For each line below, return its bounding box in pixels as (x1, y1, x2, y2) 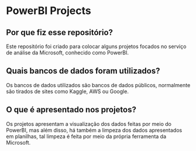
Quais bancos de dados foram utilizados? (6, 66, 160, 76)
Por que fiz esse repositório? (6, 28, 113, 37)
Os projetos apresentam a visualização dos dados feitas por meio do (6, 120, 171, 127)
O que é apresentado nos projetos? (6, 105, 136, 115)
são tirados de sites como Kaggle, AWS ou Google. (6, 88, 129, 95)
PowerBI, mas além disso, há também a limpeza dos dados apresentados (6, 126, 183, 133)
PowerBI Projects (6, 4, 92, 18)
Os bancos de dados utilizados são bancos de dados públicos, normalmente (6, 81, 191, 88)
